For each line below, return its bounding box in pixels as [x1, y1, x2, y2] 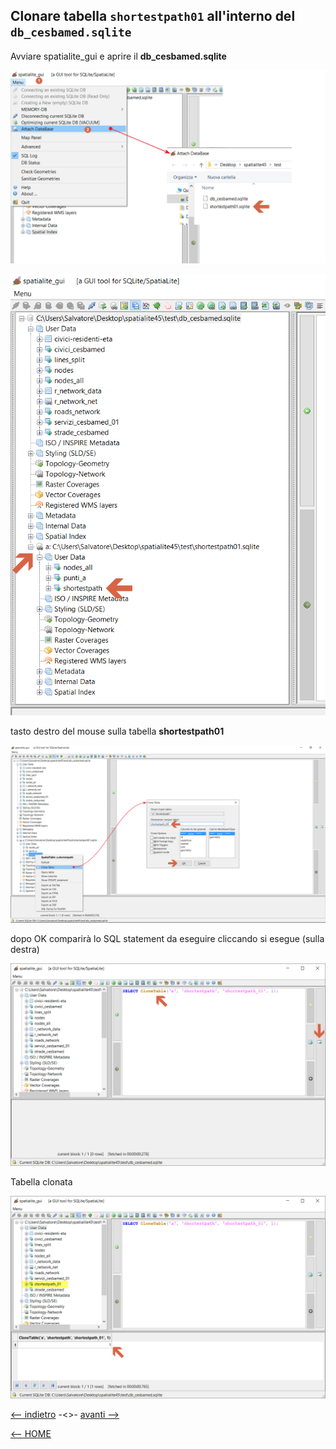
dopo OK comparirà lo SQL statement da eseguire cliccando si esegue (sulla [10, 932, 325, 944]
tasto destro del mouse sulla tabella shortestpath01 [10, 725, 225, 738]
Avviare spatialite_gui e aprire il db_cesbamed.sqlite [10, 50, 227, 62]
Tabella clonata [10, 1175, 73, 1188]
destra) [10, 943, 40, 955]
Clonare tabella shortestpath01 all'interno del [10, 8, 296, 25]
